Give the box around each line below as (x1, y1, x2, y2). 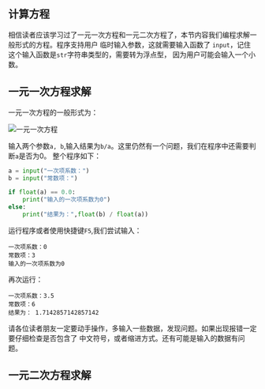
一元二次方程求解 (8, 368, 91, 382)
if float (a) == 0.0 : (8, 188, 77, 196)
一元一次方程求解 (8, 85, 91, 99)
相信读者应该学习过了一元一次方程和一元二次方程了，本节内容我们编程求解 (8, 30, 250, 40)
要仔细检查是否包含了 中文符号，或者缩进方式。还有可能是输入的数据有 (8, 333, 238, 342)
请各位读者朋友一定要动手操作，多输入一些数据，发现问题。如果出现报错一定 (8, 323, 257, 333)
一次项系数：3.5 (8, 292, 54, 300)
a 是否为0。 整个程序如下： (15, 151, 101, 161)
